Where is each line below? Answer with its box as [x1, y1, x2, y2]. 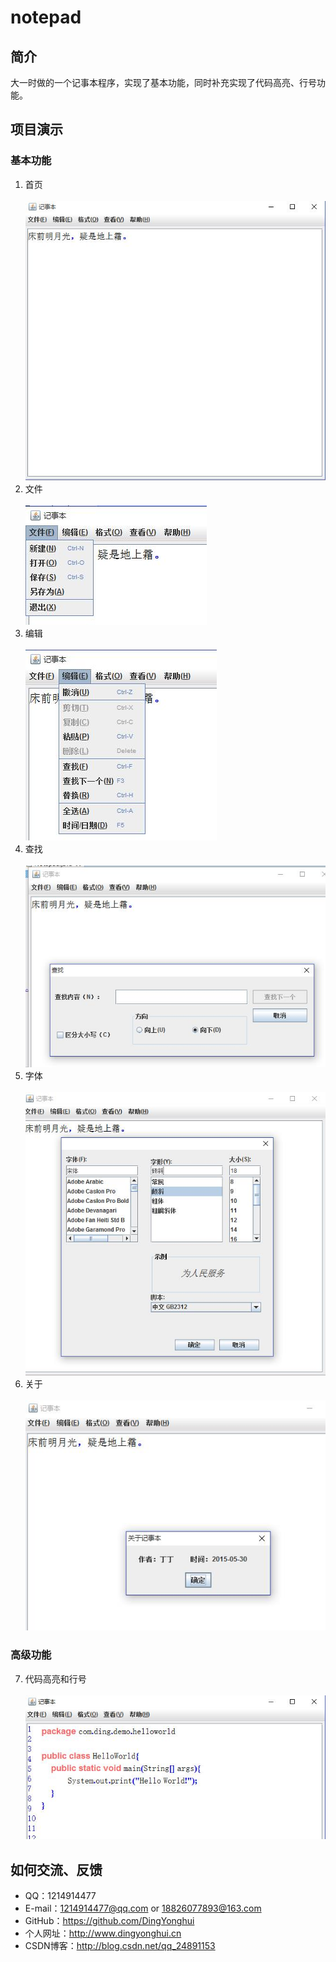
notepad [10, 6, 82, 29]
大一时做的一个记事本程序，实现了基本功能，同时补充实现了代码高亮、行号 [10, 77, 317, 88]
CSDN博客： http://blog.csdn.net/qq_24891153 [24, 1940, 216, 1952]
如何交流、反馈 [10, 1861, 103, 1878]
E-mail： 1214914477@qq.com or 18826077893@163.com [24, 1902, 262, 1915]
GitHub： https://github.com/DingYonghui [24, 1915, 195, 1927]
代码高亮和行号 [24, 1672, 87, 1685]
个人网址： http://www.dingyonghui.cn [24, 1927, 182, 1940]
